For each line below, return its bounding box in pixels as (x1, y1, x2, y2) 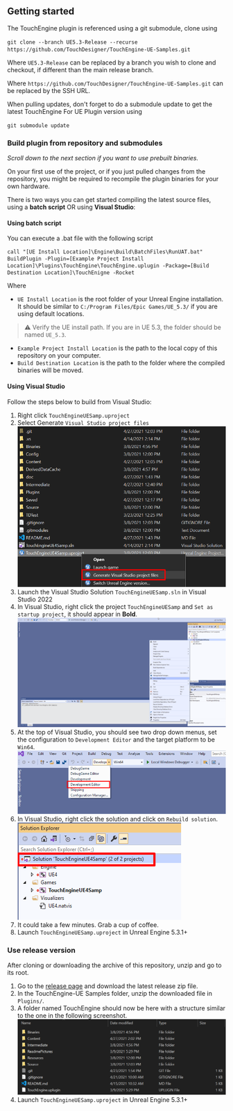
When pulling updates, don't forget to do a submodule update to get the (7, 100, 213, 108)
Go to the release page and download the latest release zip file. (17, 982, 198, 990)
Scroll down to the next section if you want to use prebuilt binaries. (7, 154, 199, 162)
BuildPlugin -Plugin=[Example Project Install (7, 256, 144, 262)
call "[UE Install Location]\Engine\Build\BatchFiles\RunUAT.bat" (7, 249, 203, 256)
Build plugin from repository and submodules (7, 138, 163, 148)
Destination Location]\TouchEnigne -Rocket (7, 269, 135, 276)
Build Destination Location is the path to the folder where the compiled (17, 359, 225, 367)
